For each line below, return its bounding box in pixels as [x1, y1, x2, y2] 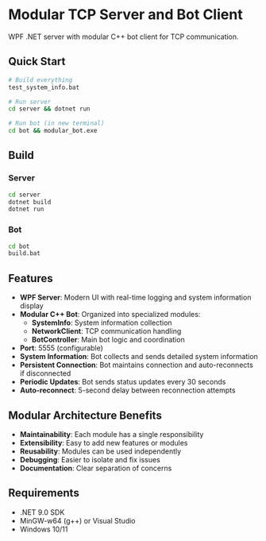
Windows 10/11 [19, 524, 68, 534]
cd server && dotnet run [8, 105, 91, 113]
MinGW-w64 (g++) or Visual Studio [19, 516, 137, 525]
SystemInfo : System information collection [31, 318, 172, 327]
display [19, 301, 44, 311]
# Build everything [8, 75, 73, 84]
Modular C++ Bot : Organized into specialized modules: [19, 310, 201, 319]
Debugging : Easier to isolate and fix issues [19, 454, 160, 464]
